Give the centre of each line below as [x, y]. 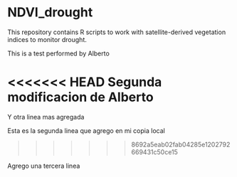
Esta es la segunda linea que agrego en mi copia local [86, 130]
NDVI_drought [50, 12]
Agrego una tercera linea [44, 166]
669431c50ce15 [154, 152]
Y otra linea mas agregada [46, 117]
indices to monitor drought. [47, 39]
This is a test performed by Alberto [59, 53]
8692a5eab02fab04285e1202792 [181, 144]
